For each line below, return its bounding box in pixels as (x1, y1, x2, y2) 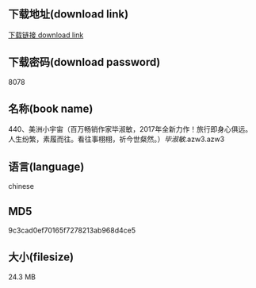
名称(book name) (8, 102, 94, 116)
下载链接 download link (8, 30, 84, 40)
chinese (8, 182, 34, 191)
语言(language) (8, 159, 85, 173)
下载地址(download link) (8, 7, 129, 21)
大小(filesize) (8, 251, 74, 264)
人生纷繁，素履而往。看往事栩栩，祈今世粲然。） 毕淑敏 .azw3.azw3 (8, 134, 225, 144)
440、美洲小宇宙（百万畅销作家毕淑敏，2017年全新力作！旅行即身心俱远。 (8, 125, 252, 134)
